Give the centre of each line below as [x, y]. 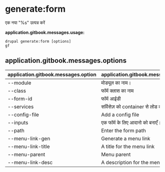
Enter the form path [124, 130]
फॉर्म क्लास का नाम [118, 91]
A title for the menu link [128, 147]
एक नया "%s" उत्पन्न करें [25, 23]
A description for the [125, 162]
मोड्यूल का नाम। [116, 83]
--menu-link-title [29, 147]
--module [19, 83]
